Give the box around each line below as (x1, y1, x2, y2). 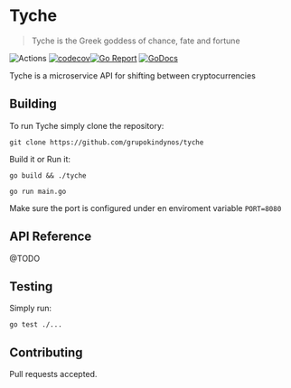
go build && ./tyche (9, 171, 88, 180)
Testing (9, 279, 53, 294)
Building (9, 97, 57, 112)
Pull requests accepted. (9, 369, 98, 380)
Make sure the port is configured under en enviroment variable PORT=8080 (9, 202, 282, 213)
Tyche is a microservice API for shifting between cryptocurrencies (9, 69, 256, 81)
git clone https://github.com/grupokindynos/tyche (9, 137, 204, 147)
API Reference (9, 229, 92, 245)
